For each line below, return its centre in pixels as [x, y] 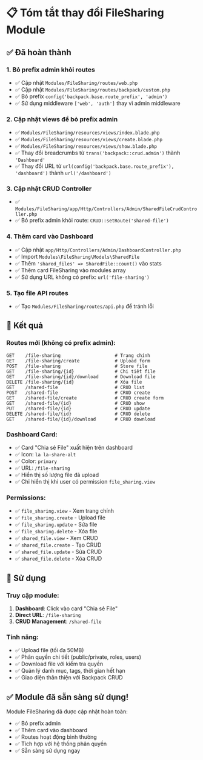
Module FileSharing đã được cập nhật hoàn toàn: [67, 712]
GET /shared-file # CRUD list [76, 387]
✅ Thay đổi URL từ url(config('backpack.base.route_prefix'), [95, 166]
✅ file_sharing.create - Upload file [60, 518]
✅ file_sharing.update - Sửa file [56, 525]
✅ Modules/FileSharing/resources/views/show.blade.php [86, 146]
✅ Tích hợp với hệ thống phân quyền [61, 744]
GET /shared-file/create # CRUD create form [85, 398]
